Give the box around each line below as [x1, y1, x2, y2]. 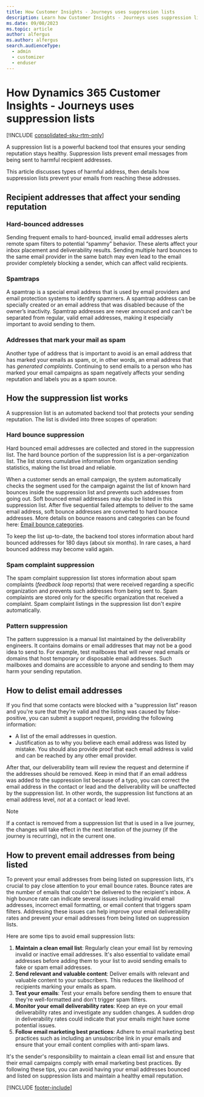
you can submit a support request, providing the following [29, 715, 174, 722]
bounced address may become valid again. [6, 545, 114, 552]
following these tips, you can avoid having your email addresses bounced [6, 1066, 190, 1073]
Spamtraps [6, 274, 40, 283]
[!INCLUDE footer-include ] [6, 1084, 72, 1092]
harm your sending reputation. [6, 668, 83, 675]
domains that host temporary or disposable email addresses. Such [6, 655, 172, 662]
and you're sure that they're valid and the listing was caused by [6, 708, 165, 715]
